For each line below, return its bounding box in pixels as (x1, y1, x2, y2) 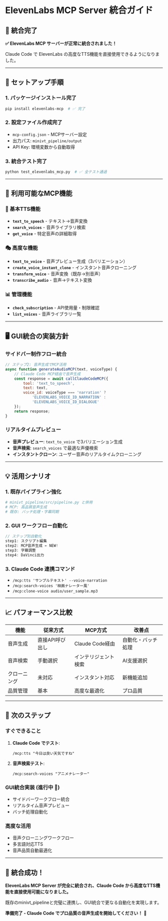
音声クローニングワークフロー (12, 835, 74, 841)
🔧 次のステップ (5, 711, 51, 720)
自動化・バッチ (122, 636, 158, 643)
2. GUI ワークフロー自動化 (5, 522, 68, 529)
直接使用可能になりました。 (13, 888, 71, 894)
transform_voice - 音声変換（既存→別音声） (12, 271, 103, 277)
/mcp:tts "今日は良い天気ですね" (12, 751, 75, 756)
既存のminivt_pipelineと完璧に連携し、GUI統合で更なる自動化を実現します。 (5, 899, 161, 905)
